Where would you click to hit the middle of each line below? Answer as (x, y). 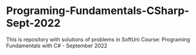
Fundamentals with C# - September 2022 (57, 46)
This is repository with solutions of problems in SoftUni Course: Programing (98, 39)
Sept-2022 (33, 23)
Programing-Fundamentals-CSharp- (98, 11)
